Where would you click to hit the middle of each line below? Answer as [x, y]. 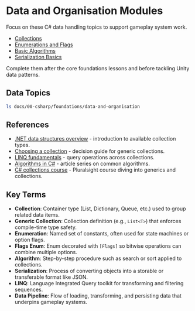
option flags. [30, 240]
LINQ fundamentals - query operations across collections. [85, 158]
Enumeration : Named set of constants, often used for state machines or [102, 234]
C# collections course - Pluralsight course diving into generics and [95, 170]
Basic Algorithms [35, 50]
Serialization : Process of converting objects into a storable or [89, 271]
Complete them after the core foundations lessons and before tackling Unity [98, 68]
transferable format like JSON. [51, 277]
